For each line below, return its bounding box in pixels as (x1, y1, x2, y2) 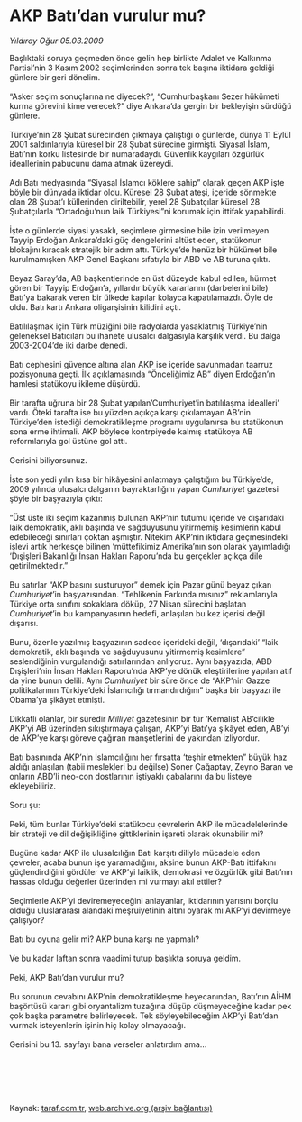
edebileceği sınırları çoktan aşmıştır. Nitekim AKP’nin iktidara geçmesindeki (9, 531, 288, 542)
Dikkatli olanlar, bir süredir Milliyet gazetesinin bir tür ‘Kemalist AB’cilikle (9, 713, 275, 724)
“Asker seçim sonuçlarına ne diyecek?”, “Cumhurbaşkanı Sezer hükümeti (9, 91, 279, 102)
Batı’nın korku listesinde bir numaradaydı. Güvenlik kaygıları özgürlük (9, 148, 265, 159)
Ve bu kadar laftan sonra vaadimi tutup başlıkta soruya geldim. (9, 953, 242, 963)
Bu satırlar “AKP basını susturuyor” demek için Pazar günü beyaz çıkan (9, 579, 272, 590)
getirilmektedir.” (9, 560, 69, 570)
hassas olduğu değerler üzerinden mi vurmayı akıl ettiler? (9, 876, 223, 887)
